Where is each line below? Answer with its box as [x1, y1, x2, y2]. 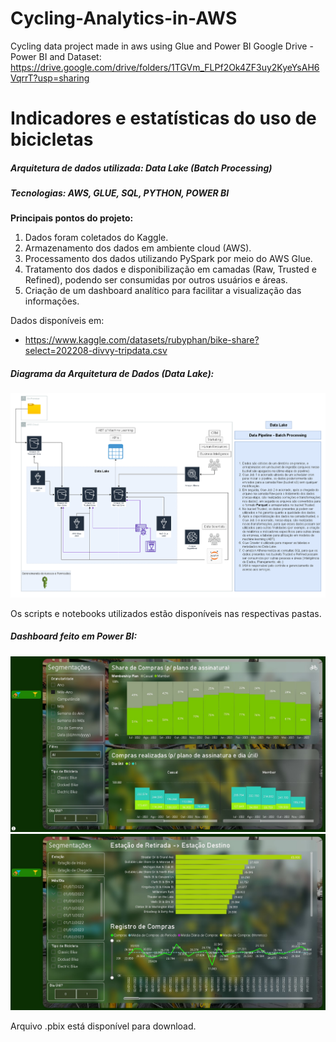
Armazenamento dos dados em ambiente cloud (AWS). [24, 242, 252, 254]
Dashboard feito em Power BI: [10, 630, 138, 642]
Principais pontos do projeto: [10, 212, 134, 224]
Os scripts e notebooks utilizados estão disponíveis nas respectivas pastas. [10, 607, 322, 619]
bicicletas [10, 128, 94, 151]
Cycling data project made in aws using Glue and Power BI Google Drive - [10, 40, 314, 52]
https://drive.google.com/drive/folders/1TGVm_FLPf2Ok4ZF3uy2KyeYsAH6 [10, 61, 320, 73]
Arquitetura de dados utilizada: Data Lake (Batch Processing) [10, 162, 273, 174]
